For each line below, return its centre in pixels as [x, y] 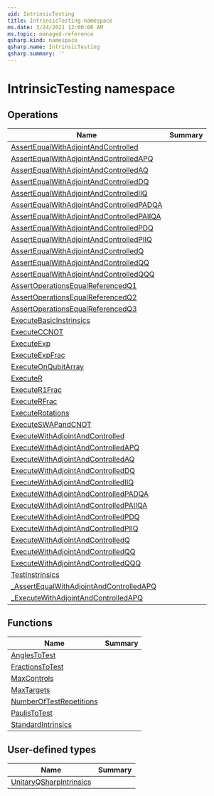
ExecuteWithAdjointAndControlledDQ [73, 470]
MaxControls [32, 678]
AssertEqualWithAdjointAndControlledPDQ [82, 228]
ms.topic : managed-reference [50, 34]
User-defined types [52, 750]
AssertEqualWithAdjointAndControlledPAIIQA [86, 216]
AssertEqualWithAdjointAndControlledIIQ [79, 193]
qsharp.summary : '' [36, 54]
